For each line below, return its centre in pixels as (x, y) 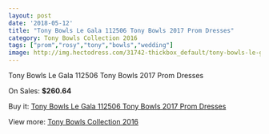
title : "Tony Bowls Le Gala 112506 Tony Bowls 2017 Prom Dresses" (121, 30)
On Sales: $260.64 (40, 91)
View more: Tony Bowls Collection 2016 (73, 122)
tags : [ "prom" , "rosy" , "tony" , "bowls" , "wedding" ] (91, 45)
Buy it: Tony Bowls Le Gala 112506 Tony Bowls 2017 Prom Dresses (117, 106)
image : (19, 53)
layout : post (30, 16)
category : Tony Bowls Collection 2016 (73, 38)
